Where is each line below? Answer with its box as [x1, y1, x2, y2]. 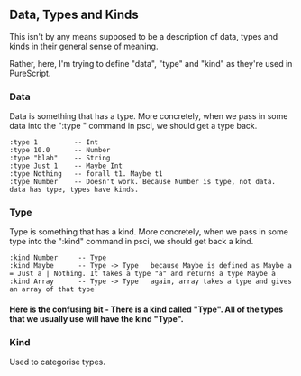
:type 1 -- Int [9, 138, 99, 147]
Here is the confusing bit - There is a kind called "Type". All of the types [9, 304, 284, 315]
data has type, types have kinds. [9, 185, 140, 195]
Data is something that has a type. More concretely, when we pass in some [9, 111, 288, 122]
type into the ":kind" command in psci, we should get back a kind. [9, 236, 254, 247]
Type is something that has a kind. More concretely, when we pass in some [9, 226, 288, 237]
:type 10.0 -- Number [9, 146, 111, 155]
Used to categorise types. [9, 356, 106, 368]
